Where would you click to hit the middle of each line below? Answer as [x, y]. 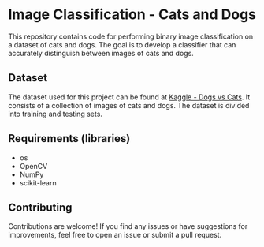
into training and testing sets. [55, 114]
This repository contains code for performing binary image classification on [131, 36]
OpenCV [33, 166]
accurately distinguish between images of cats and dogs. [101, 53]
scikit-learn [38, 182]
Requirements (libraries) [69, 138]
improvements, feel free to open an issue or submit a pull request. [115, 235]
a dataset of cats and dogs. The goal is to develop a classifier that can [122, 44]
